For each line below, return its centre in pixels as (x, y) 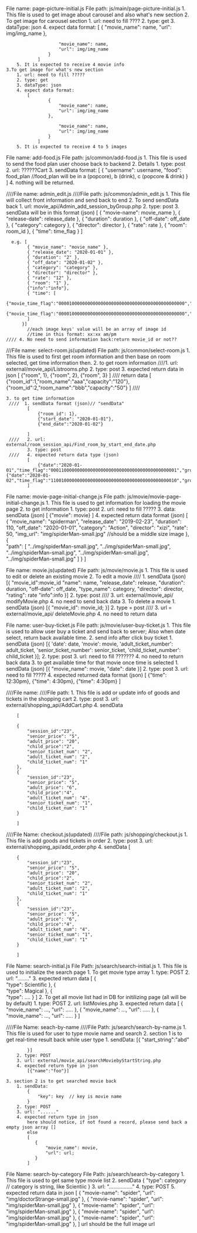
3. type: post (44, 450)
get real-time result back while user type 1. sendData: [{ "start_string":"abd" (98, 1040)
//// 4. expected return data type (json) (64, 455)
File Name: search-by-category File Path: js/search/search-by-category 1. (95, 1174)
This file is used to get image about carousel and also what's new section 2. (98, 15)
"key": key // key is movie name (79, 1096)
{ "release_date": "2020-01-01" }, (71, 252)
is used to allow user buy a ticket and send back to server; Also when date (96, 631)
